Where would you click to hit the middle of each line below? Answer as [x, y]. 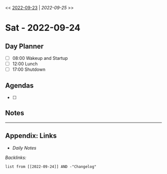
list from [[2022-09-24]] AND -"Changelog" [51, 167]
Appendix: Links [31, 136]
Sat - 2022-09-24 [43, 28]
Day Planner [24, 46]
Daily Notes [24, 148]
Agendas [19, 86]
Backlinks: [16, 158]
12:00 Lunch [25, 64]
